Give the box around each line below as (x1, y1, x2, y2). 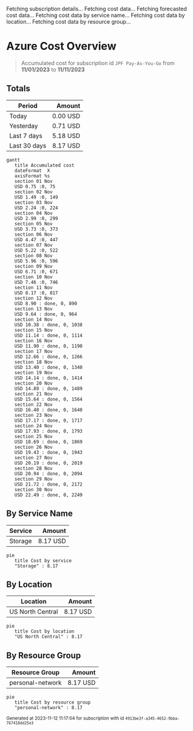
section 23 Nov (14, 412, 53, 418)
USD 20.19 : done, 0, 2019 (14, 460, 83, 466)
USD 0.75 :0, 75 (14, 184, 56, 190)
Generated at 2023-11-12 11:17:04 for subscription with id (6, 715, 124, 722)
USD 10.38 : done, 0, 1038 (14, 321, 83, 328)
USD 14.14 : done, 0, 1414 (14, 375, 83, 381)
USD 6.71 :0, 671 (14, 269, 59, 275)
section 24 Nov (14, 422, 53, 429)
